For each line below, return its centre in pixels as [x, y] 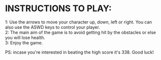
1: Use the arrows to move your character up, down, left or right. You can [79, 22]
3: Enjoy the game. [24, 42]
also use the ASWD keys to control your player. [53, 27]
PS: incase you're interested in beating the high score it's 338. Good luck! [80, 52]
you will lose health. [25, 38]
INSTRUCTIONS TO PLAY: [58, 9]
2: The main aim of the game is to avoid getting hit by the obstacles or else [80, 32]
